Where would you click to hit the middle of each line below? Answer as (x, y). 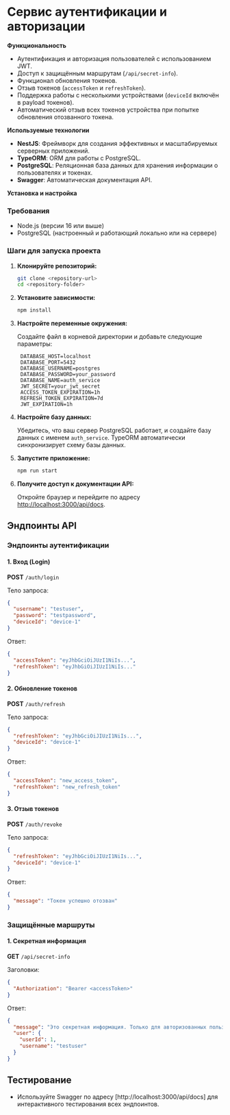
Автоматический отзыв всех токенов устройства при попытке (108, 110)
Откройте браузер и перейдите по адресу (78, 497)
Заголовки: (23, 970)
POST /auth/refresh (36, 703)
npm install (34, 310)
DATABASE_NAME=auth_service (60, 381)
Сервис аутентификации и (87, 12)
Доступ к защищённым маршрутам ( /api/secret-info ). (97, 73)
